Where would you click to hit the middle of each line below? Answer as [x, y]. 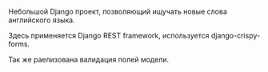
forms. [19, 44]
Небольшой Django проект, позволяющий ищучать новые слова [118, 12]
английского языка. [42, 20]
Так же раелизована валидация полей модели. [89, 60]
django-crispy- [236, 36]
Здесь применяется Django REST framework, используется [109, 36]
